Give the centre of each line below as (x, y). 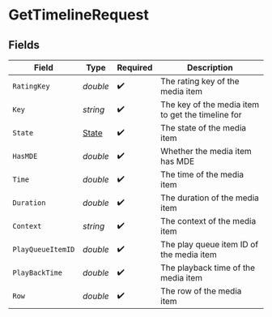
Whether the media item (206, 151)
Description (210, 68)
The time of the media (202, 174)
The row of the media (201, 291)
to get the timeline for (201, 115)
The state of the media (204, 128)
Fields (24, 45)
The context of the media (208, 221)
